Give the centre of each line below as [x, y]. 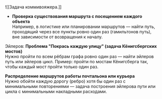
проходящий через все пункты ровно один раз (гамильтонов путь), [82, 32]
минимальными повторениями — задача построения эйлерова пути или [80, 86]
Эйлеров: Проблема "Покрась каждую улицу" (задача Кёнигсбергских [81, 46]
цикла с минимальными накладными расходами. [56, 92]
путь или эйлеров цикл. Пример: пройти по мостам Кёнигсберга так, [77, 62]
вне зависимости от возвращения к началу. [57, 37]
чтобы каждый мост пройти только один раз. [52, 67]
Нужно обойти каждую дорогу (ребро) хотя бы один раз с [65, 81]
